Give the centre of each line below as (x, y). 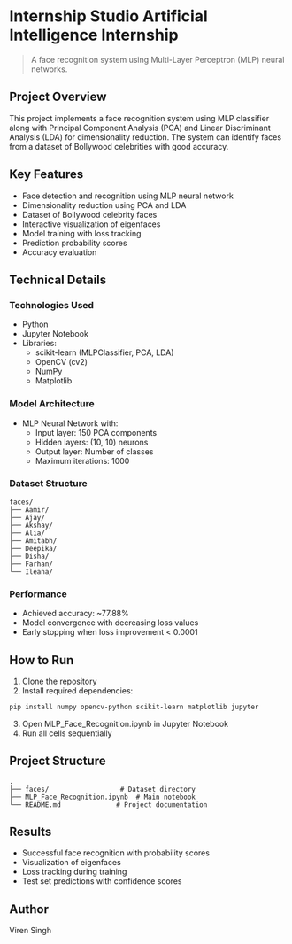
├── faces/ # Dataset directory (103, 789)
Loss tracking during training (74, 872)
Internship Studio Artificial (108, 16)
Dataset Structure (49, 484)
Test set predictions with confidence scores (102, 881)
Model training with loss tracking (81, 233)
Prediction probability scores (74, 243)
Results (31, 832)
